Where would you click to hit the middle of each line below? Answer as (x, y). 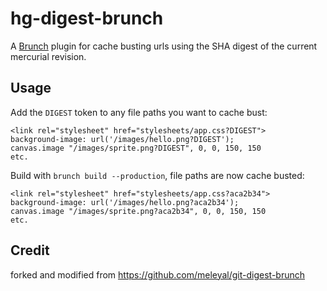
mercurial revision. (48, 56)
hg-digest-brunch (87, 18)
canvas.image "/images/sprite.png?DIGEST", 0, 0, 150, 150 (136, 148)
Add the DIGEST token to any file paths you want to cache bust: (139, 112)
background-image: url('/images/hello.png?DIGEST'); (122, 139)
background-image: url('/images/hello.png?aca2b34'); (125, 202)
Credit (30, 250)
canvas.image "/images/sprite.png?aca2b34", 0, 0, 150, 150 (138, 211)
